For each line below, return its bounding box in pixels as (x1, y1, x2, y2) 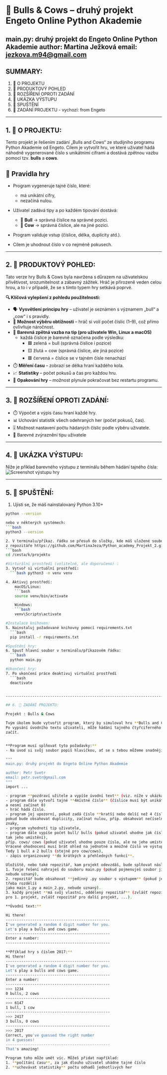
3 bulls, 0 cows (5, 1019, 39, 1024)
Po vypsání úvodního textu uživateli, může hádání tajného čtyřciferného (5, 725, 162, 731)
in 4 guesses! (5, 1037, 35, 1042)
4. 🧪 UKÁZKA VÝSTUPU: (5, 451, 83, 459)
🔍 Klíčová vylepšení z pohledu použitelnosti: (5, 294, 101, 300)
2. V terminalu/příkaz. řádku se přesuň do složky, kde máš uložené (5, 538, 150, 543)
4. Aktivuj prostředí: (5, 579, 53, 584)
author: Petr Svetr (5, 770, 46, 775)
